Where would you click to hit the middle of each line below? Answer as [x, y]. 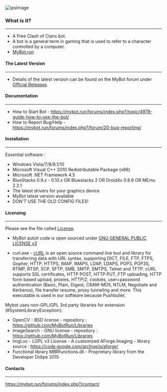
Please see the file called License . [40, 229]
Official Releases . [30, 84]
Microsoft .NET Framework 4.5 [44, 175]
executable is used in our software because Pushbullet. [69, 295]
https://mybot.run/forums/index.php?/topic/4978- [101, 112]
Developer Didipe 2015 [36, 357]
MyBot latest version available [43, 196]
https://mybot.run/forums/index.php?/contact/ [52, 384]
